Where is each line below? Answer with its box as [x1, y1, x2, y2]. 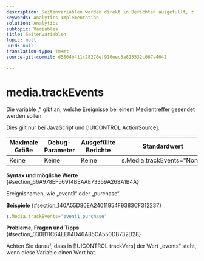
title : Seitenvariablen [6, 32, 67, 38]
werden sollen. [6, 112, 44, 119]
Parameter [44, 146, 75, 154]
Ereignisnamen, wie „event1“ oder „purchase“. [6, 189, 121, 197]
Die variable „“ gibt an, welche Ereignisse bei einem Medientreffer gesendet [6, 106, 195, 113]
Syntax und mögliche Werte [6, 171, 78, 179]
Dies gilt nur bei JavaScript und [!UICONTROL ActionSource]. [6, 124, 160, 131]
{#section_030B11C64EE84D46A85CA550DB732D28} [6, 231, 141, 238]
